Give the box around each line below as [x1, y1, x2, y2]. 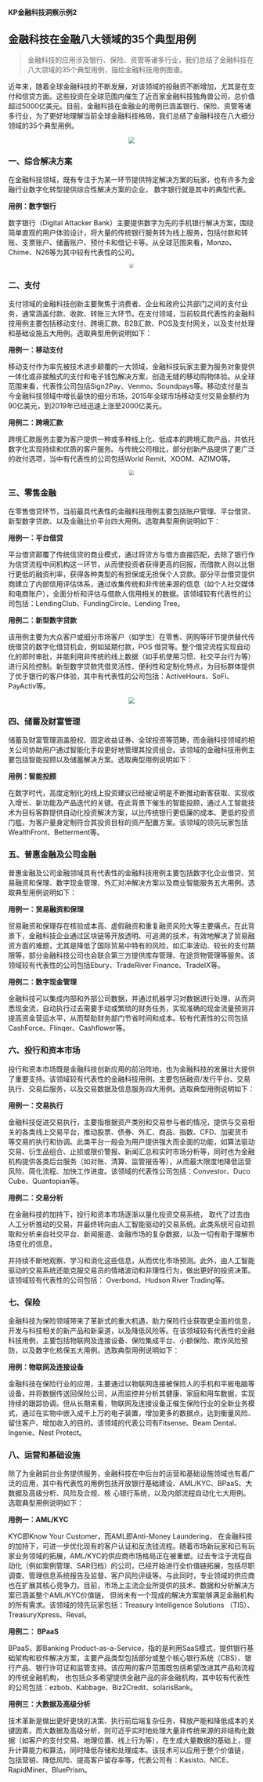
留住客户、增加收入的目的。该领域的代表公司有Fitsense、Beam [8, 1419, 212, 1428]
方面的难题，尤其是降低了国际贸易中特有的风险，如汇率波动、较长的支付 [14, 941, 248, 951]
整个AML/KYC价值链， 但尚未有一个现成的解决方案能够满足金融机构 [34, 1590, 254, 1600]
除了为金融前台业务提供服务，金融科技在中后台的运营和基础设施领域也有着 [8, 1469, 248, 1478]
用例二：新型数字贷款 [8, 615, 77, 625]
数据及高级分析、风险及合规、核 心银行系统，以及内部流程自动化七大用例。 [8, 1488, 250, 1498]
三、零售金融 [8, 487, 57, 498]
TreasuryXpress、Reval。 [8, 1610, 92, 1620]
